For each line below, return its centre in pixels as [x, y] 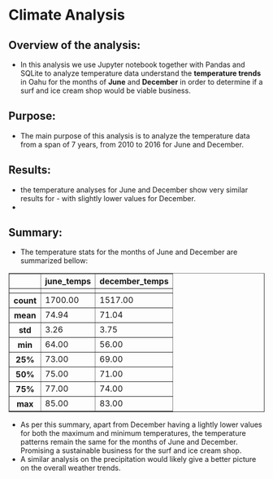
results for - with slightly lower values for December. [108, 198]
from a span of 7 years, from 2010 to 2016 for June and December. [132, 144]
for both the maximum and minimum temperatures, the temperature [133, 433]
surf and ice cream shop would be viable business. [105, 90]
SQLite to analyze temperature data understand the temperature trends [141, 73]
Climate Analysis [67, 15]
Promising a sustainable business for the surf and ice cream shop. [131, 450]
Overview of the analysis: [74, 45]
